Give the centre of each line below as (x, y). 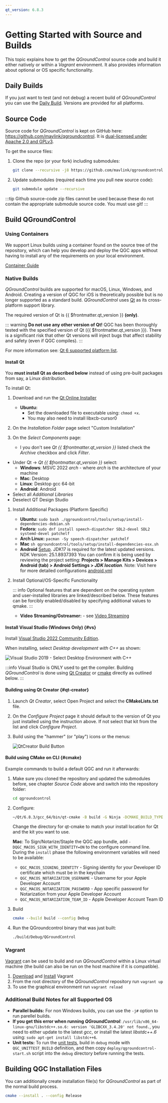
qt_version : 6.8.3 (24, 10)
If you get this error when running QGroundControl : (67, 1021)
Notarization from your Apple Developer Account (70, 894)
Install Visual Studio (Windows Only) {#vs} (51, 627)
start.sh (22, 1054)
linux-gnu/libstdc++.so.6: (41, 1027)
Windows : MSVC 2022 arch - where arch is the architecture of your (90, 468)
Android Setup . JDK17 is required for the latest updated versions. (87, 549)
